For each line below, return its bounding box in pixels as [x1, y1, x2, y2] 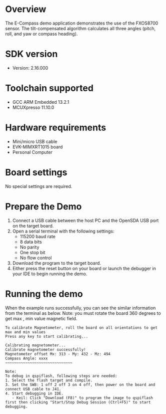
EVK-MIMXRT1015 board [12, 144, 63, 150]
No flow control [19, 255, 52, 261]
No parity [19, 244, 39, 250]
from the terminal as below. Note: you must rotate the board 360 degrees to [5, 310, 161, 316]
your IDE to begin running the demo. [12, 271, 87, 277]
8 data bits [19, 239, 42, 245]
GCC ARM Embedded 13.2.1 [12, 99, 69, 105]
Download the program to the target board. [12, 260, 101, 266]
